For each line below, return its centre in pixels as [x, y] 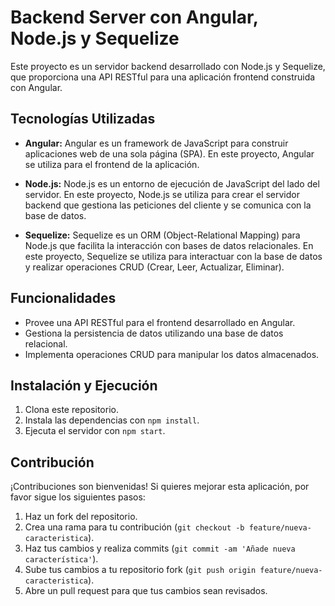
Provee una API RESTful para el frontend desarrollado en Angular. [160, 322]
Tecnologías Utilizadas [83, 119]
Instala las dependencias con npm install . [112, 420]
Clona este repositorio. [71, 410]
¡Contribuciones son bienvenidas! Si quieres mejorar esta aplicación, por [160, 487]
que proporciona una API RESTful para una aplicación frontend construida [163, 77]
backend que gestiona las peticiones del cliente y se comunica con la [168, 205]
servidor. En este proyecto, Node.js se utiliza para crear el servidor [162, 194]
